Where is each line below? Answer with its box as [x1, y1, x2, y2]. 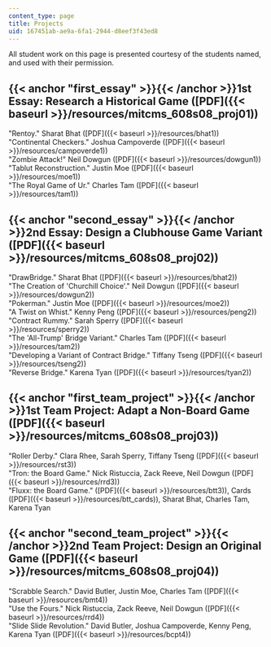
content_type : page [8, 11, 75, 20]
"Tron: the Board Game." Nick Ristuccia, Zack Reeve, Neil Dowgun [8, 468, 230, 478]
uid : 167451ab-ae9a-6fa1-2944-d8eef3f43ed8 [8, 27, 159, 35]
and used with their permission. [8, 58, 114, 68]
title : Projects [8, 20, 63, 28]
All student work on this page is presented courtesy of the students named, [8, 50, 262, 59]
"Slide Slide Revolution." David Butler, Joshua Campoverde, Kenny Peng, [8, 620, 251, 631]
